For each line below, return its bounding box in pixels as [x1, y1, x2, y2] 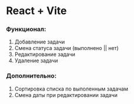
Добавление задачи [14, 38, 66, 45]
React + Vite [6, 4, 67, 18]
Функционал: [6, 25, 47, 33]
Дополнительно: [6, 72, 57, 80]
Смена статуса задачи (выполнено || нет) [14, 45, 119, 52]
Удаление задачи [14, 57, 59, 64]
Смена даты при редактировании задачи [14, 91, 118, 98]
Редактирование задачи [14, 51, 75, 58]
